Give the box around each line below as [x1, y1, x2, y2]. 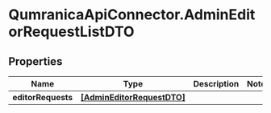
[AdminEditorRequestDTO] [80, 92, 186, 103]
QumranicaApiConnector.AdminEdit [8, 6, 256, 24]
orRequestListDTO [8, 22, 135, 41]
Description [193, 79, 240, 89]
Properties [8, 54, 63, 68]
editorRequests [12, 92, 73, 103]
